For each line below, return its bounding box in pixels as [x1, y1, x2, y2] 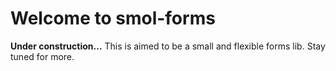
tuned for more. [10, 50, 75, 62]
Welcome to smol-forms [10, 7, 216, 30]
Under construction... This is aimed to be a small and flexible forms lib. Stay [10, 40, 326, 52]
